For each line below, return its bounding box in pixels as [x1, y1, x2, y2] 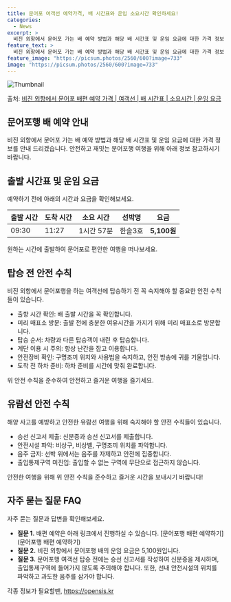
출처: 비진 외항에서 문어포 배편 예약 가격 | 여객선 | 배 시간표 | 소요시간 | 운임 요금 [7, 94, 221, 103]
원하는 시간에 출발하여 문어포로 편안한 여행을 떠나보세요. [7, 245, 158, 253]
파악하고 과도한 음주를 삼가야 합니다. [16, 572, 115, 580]
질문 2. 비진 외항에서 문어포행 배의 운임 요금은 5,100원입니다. [16, 546, 181, 555]
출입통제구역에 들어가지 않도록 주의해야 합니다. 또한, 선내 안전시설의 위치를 [16, 563, 218, 572]
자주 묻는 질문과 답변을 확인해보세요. [7, 514, 104, 523]
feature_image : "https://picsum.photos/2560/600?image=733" [7, 55, 184, 62]
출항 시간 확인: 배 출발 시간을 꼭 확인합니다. [16, 310, 133, 319]
